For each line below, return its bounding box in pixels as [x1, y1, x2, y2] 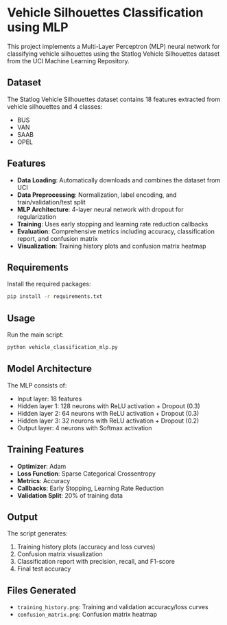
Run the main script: [7, 330, 64, 339]
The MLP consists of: [7, 381, 67, 390]
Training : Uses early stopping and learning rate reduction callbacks [16, 220, 208, 228]
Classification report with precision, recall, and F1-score [16, 558, 175, 566]
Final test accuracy [16, 564, 71, 573]
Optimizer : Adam [16, 462, 67, 470]
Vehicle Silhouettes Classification [7, 5, 204, 21]
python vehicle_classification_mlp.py [7, 344, 118, 351]
